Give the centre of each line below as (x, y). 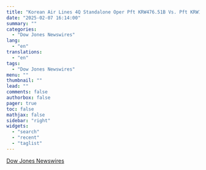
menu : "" (17, 75)
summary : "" (21, 23)
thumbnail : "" (25, 80)
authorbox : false (29, 98)
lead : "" (17, 87)
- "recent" (26, 138)
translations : (25, 52)
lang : (13, 41)
